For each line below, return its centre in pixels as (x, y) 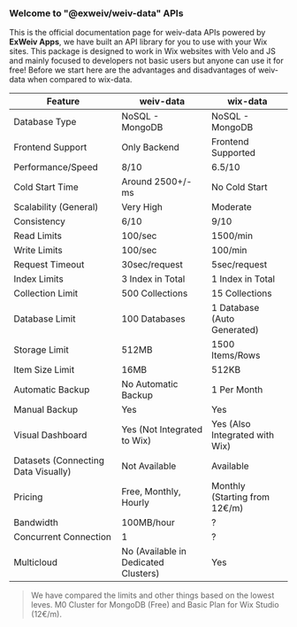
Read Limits (38, 236)
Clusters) (141, 574)
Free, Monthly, (151, 492)
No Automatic (150, 384)
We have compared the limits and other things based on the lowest (152, 595)
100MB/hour (148, 522)
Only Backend (150, 147)
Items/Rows (236, 355)
